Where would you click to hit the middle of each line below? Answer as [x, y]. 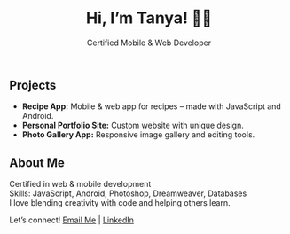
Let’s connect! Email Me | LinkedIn [72, 220]
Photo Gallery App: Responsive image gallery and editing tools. [138, 135]
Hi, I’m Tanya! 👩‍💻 [149, 18]
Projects [33, 85]
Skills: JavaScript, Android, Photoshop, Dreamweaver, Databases [128, 193]
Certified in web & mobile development [80, 184]
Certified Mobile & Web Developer [149, 43]
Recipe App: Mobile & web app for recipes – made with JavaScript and [151, 106]
